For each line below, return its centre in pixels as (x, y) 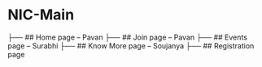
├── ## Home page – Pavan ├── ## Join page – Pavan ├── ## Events (127, 37)
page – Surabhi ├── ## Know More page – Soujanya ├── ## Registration (131, 45)
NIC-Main (41, 15)
